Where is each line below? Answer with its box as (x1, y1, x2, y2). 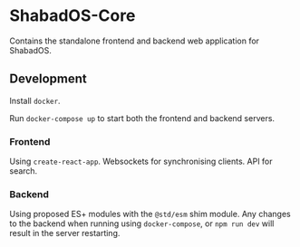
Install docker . (9, 95, 61, 106)
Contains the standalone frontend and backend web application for (9, 35, 260, 46)
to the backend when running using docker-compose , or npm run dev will (9, 218, 275, 229)
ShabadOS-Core (9, 5, 136, 26)
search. (9, 166, 38, 176)
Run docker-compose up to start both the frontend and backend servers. (9, 112, 275, 123)
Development (9, 71, 88, 87)
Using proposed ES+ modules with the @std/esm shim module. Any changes (9, 209, 292, 220)
